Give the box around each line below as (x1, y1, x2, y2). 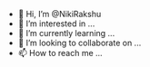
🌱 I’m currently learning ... (17, 28, 115, 38)
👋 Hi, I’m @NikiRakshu (17, 9, 102, 19)
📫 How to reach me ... (17, 48, 103, 58)
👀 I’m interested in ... (17, 18, 95, 29)
